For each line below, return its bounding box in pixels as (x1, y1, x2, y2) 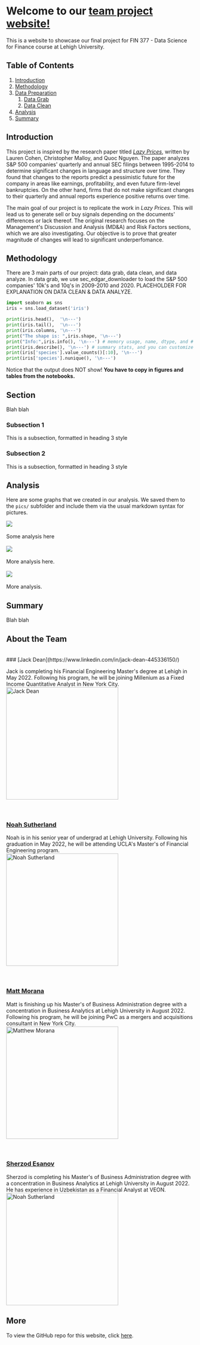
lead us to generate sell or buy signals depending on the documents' (6, 210, 176, 218)
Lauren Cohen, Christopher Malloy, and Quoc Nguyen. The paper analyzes (6, 154, 190, 161)
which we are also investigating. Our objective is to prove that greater (6, 230, 177, 237)
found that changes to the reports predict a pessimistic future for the (6, 173, 175, 180)
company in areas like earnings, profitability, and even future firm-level (6, 180, 180, 187)
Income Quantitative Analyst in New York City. (6, 680, 119, 687)
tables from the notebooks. (6, 373, 75, 380)
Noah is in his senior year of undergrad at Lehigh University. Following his (6, 834, 187, 842)
